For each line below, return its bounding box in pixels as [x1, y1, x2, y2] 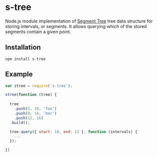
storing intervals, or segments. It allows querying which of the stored [5, 23, 147, 29]
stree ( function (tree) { [5, 92, 57, 97]
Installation [5, 43, 41, 51]
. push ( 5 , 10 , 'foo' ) [14, 106, 57, 111]
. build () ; [9, 120, 30, 125]
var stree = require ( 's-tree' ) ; [5, 83, 72, 88]
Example [5, 70, 33, 78]
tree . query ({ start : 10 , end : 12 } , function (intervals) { [9, 129, 137, 134]
